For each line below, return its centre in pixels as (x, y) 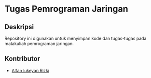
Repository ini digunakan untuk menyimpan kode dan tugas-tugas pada (75, 38)
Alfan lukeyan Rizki (30, 70)
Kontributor (22, 59)
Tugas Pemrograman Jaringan (66, 9)
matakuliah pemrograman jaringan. (39, 44)
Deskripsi (19, 27)
